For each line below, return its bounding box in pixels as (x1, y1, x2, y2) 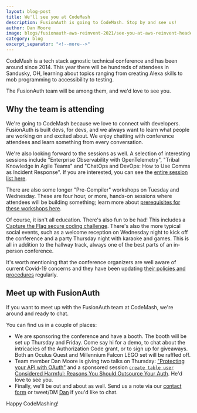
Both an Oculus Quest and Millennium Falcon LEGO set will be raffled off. (14, 351, 191, 358)
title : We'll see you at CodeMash (6, 14, 91, 20)
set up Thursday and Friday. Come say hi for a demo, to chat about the (14, 339, 186, 346)
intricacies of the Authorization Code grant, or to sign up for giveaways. (14, 345, 188, 352)
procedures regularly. (6, 271, 59, 278)
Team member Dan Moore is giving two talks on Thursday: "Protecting (14, 357, 185, 364)
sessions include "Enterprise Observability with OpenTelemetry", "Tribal (6, 156, 180, 163)
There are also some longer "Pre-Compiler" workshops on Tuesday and (6, 186, 179, 193)
